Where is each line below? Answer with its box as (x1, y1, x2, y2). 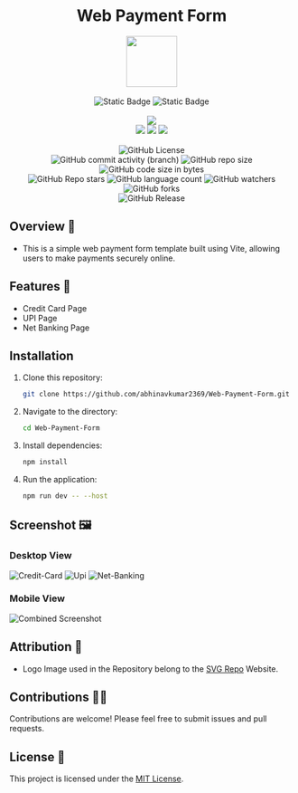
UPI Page (22, 312, 58, 323)
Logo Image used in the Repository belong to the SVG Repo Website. (22, 663, 279, 674)
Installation (9, 348, 74, 363)
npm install (22, 458, 68, 467)
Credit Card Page (22, 302, 88, 313)
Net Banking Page (22, 322, 90, 333)
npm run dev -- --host (22, 492, 108, 501)
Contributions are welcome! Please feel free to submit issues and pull (9, 713, 267, 724)
